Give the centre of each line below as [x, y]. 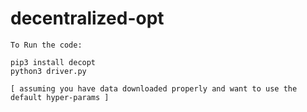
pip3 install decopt [53, 62]
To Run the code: [46, 45]
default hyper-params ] [60, 97]
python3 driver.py [48, 71]
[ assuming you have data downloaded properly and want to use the [154, 88]
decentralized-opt [87, 18]
